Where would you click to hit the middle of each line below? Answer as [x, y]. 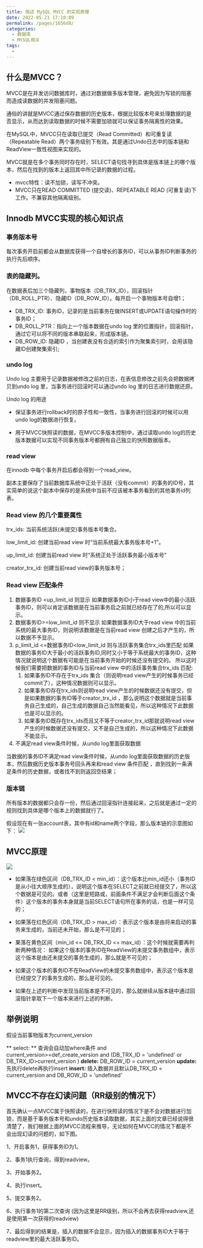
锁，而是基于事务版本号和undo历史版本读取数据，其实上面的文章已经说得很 [100, 1119]
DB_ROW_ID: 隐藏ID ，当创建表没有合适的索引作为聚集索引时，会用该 [101, 341]
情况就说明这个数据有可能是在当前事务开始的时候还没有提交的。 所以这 [103, 660]
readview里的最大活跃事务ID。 [44, 1239]
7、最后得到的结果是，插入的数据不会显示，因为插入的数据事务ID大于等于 [98, 1232]
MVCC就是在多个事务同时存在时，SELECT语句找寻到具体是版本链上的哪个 [98, 162]
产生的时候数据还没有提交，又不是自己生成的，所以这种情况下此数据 [109, 728]
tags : [13, 46]
